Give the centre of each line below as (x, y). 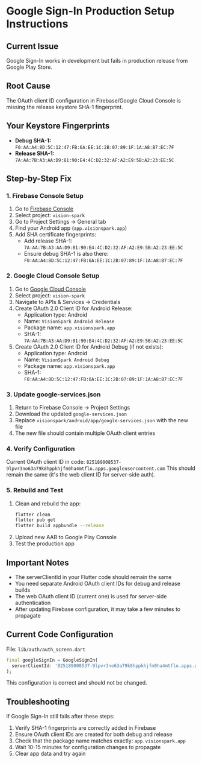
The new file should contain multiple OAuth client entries (85, 433)
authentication (33, 603)
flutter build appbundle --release (60, 526)
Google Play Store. (29, 67)
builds (23, 590)
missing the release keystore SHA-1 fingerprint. (65, 107)
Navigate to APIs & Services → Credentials (68, 302)
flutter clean (32, 514)
